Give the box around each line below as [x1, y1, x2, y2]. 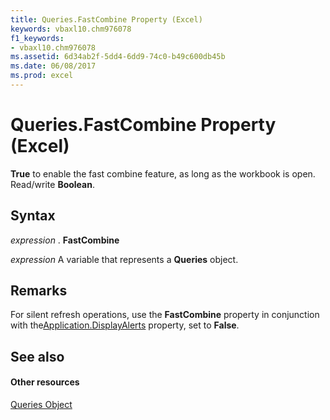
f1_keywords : [10, 33, 65, 43]
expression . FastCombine [10, 234, 120, 246]
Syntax [10, 207, 56, 225]
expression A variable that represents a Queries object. [10, 253, 239, 265]
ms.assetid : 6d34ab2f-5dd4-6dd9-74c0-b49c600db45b [10, 52, 226, 62]
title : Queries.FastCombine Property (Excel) [10, 14, 203, 25]
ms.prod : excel [10, 71, 74, 81]
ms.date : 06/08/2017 [10, 61, 97, 71]
